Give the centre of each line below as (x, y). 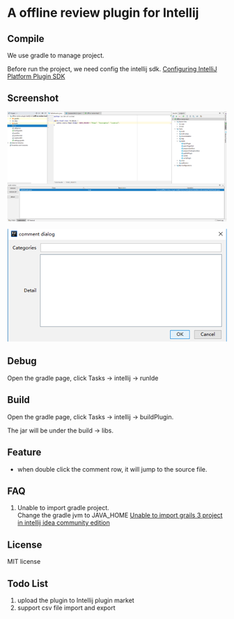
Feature (24, 452)
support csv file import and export (67, 607)
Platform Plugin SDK (36, 76)
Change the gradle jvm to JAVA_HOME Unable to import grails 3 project (120, 516)
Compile (26, 39)
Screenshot (33, 98)
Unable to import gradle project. (63, 508)
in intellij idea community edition (63, 523)
